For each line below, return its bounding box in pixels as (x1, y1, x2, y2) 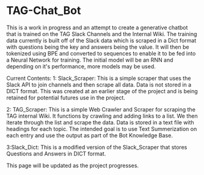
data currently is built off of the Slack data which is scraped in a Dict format (6, 37, 197, 44)
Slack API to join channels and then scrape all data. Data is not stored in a (6, 80, 192, 88)
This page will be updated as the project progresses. (6, 162, 139, 169)
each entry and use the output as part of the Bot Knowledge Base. (6, 132, 173, 139)
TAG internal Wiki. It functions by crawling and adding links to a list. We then (6, 112, 198, 120)
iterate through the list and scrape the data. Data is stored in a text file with (6, 118, 194, 126)
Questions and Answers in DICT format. (6, 150, 106, 157)
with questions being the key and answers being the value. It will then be (6, 43, 189, 51)
